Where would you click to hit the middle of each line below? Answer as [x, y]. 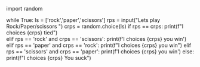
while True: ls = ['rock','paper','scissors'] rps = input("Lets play [83, 20]
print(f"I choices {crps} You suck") [49, 58]
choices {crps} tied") [32, 33]
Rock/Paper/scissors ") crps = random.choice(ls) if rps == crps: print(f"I [95, 26]
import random [24, 9]
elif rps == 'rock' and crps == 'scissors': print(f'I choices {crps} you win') [96, 39]
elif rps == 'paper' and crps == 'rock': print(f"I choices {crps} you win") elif [99, 45]
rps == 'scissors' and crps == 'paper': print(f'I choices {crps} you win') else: [100, 52]
